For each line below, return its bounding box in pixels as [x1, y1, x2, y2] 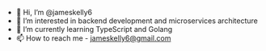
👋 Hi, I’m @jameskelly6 [15, 8, 93, 17]
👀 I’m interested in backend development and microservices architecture [15, 16, 259, 25]
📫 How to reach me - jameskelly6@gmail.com [15, 33, 171, 43]
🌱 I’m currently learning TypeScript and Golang [15, 25, 173, 33]
